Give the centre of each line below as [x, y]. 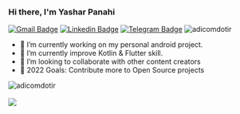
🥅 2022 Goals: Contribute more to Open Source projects [112, 70]
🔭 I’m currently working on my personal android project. [111, 45]
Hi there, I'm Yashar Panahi [62, 12]
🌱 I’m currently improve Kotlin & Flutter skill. [91, 53]
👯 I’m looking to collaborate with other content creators [110, 61]
